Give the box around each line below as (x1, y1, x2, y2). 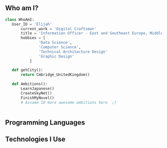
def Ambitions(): (11, 82, 48, 87)
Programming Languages (5, 118, 85, 127)
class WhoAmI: (5, 17, 35, 22)
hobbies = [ (20, 36, 46, 41)
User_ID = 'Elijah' (11, 22, 52, 27)
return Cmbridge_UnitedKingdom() (20, 72, 90, 77)
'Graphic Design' (38, 54, 75, 59)
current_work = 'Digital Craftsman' (20, 26, 97, 31)
